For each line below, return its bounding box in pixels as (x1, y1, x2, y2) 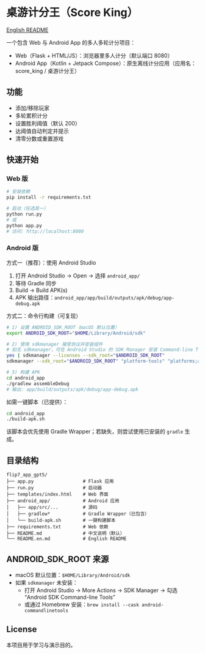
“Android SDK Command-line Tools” (24, 593, 116, 601)
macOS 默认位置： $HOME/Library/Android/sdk (15, 571, 131, 579)
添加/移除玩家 (15, 104, 50, 111)
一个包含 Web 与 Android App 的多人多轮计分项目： (6, 39, 136, 46)
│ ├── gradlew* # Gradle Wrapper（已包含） (6, 511, 149, 517)
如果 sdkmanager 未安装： (15, 579, 78, 586)
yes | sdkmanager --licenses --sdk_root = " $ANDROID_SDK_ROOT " (6, 353, 165, 359)
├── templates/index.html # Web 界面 (6, 491, 109, 498)
